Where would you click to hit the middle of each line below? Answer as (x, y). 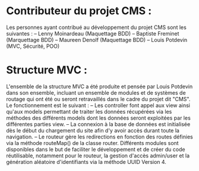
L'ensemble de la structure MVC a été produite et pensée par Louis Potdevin (99, 86)
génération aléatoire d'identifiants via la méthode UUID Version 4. (86, 162)
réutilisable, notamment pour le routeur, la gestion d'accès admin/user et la (98, 156)
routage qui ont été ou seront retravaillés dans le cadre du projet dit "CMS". (98, 99)
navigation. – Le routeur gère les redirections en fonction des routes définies (99, 137)
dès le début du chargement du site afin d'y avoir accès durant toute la (93, 130)
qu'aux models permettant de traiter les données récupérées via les (89, 111)
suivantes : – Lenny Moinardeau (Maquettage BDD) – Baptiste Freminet (93, 33)
